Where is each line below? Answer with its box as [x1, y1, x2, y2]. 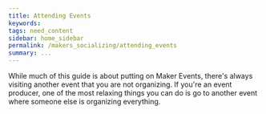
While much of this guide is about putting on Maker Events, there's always [8, 71, 253, 80]
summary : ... [8, 49, 52, 57]
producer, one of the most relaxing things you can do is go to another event [8, 88, 258, 97]
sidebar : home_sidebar [8, 34, 84, 43]
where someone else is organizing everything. [8, 97, 161, 106]
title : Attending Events [8, 11, 91, 20]
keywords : [8, 19, 42, 27]
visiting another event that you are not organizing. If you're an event [8, 79, 232, 89]
